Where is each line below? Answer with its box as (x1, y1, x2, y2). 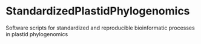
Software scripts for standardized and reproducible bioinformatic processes (5, 24, 195, 31)
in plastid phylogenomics (5, 30, 68, 37)
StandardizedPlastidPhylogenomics (5, 4, 190, 18)
